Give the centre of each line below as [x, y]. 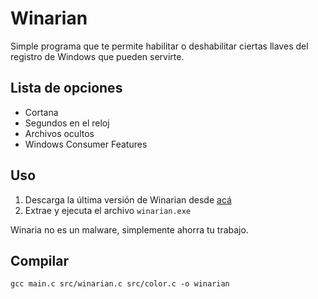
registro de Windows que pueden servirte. [97, 56]
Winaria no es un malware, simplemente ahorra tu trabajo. [129, 229]
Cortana [41, 112]
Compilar [39, 260]
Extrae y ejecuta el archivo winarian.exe [108, 210]
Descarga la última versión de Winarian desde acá [128, 199]
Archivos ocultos [59, 133]
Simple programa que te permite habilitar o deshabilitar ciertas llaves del [159, 46]
